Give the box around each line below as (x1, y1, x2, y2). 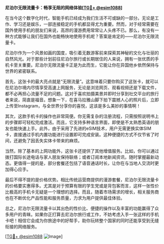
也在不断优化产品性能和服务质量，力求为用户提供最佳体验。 (5, 195, 125, 201)
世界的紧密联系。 (5, 68, 40, 74)
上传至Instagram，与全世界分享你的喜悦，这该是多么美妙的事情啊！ (5, 103, 141, 109)
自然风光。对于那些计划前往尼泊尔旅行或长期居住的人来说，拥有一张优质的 (5, 56, 155, 61)
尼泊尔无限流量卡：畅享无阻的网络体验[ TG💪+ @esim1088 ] (5, 5, 123, 10)
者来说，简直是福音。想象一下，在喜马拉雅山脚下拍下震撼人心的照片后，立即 (5, 97, 159, 102)
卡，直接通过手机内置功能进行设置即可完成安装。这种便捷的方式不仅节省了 (5, 132, 155, 137)
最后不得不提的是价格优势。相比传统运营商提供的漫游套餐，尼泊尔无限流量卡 (5, 177, 159, 183)
